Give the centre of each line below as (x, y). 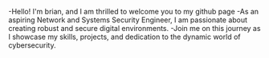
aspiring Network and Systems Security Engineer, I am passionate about (128, 20)
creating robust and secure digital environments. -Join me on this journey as (134, 28)
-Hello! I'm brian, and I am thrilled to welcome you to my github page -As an (134, 12)
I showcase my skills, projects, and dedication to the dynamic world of (124, 37)
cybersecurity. (32, 45)
